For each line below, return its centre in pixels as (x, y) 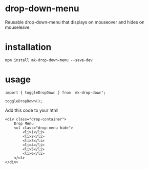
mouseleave (17, 27)
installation (28, 47)
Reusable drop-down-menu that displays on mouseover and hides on (75, 22)
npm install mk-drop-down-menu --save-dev (49, 60)
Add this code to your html (32, 110)
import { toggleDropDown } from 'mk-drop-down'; (55, 93)
